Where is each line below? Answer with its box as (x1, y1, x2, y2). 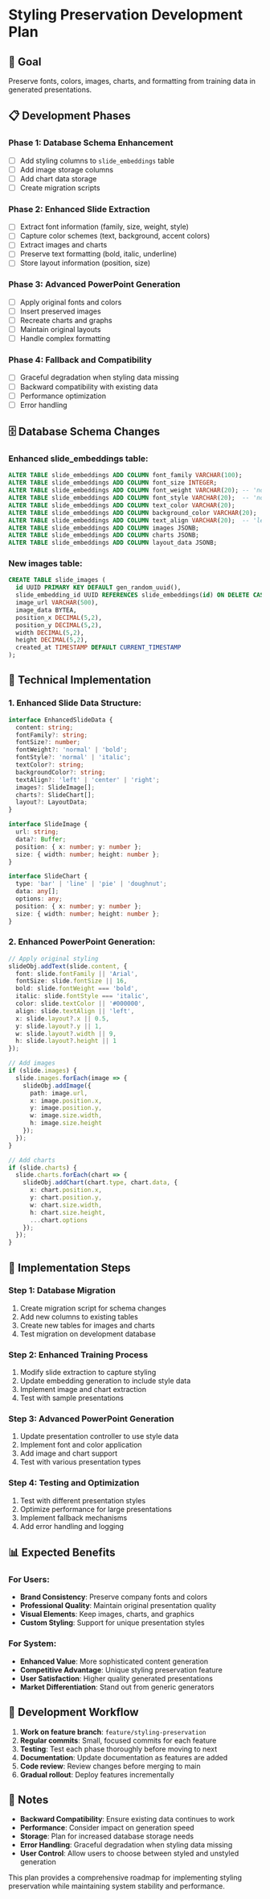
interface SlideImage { (8, 821, 88, 829)
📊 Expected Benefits (8, 1546, 116, 1560)
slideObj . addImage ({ (22, 1082, 92, 1090)
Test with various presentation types (19, 1457, 141, 1467)
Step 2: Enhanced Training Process (8, 1348, 149, 1360)
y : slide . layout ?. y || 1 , (15, 1022, 103, 1030)
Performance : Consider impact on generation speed (19, 1823, 194, 1833)
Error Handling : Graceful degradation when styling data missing (19, 1840, 233, 1850)
